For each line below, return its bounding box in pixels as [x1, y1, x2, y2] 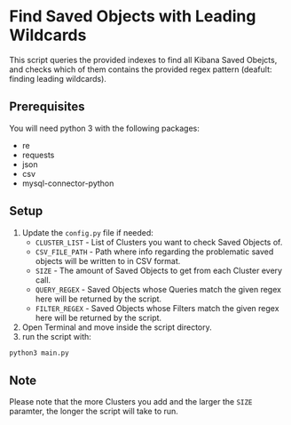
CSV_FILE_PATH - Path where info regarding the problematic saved [35, 246, 274, 257]
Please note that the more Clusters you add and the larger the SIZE [9, 397, 253, 407]
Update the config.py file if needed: [21, 227, 153, 237]
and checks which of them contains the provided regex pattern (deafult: [9, 64, 272, 75]
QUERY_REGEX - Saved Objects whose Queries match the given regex [35, 284, 282, 294]
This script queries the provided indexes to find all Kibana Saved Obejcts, [9, 54, 278, 65]
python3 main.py [9, 349, 69, 357]
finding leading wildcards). [9, 73, 106, 84]
